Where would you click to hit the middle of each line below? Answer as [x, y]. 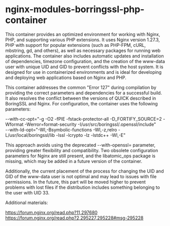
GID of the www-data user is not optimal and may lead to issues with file [81, 176]
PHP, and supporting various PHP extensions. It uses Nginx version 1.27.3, [82, 40]
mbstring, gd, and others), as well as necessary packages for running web [83, 50]
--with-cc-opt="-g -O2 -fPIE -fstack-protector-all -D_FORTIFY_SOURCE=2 [84, 119]
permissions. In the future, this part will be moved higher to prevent [76, 182]
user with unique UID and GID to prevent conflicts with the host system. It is [84, 67]
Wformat [14, 124]
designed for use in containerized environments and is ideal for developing [83, 72]
